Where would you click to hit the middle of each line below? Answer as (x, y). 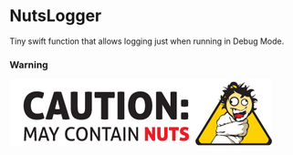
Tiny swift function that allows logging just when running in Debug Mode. (147, 41)
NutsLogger (56, 16)
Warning (29, 65)
